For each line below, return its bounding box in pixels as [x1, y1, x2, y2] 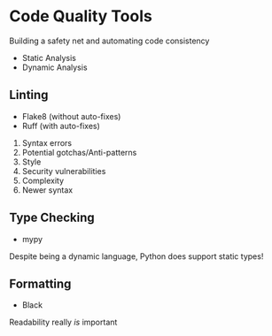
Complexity [21, 175, 65, 186]
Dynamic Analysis [21, 62, 88, 73]
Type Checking [9, 210, 95, 225]
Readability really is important [9, 317, 118, 328]
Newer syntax [21, 184, 74, 195]
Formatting [9, 276, 72, 291]
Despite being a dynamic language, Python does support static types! [9, 250, 264, 262]
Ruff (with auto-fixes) [21, 120, 100, 131]
